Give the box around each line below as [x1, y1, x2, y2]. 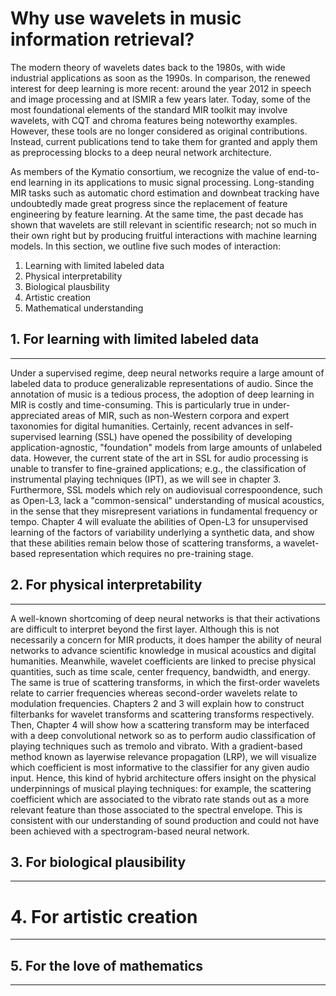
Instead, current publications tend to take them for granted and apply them [10, 135, 318, 147]
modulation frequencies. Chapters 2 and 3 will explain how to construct [10, 697, 305, 709]
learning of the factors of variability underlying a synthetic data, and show [10, 526, 315, 538]
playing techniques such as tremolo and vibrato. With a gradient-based [10, 740, 303, 752]
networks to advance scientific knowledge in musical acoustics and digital [10, 644, 317, 656]
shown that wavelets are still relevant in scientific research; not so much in [10, 218, 317, 231]
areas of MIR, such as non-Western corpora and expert [61, 409, 290, 421]
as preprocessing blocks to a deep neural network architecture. [10, 146, 272, 158]
